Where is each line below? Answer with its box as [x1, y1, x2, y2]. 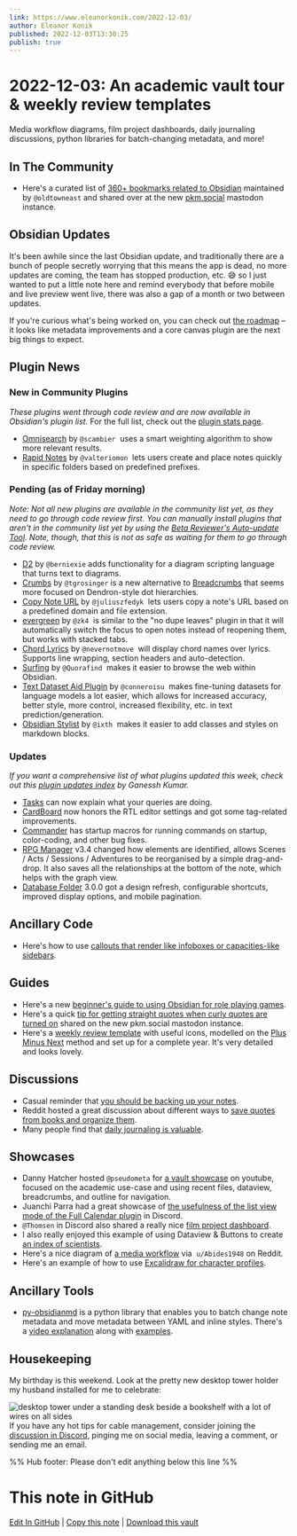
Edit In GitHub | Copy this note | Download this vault [9, 1516, 199, 1527]
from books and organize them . [21, 1114, 137, 1125]
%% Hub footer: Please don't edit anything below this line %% [9, 1456, 238, 1467]
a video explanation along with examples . [21, 1326, 174, 1336]
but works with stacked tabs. [21, 633, 129, 644]
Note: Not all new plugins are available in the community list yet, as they [9, 503, 274, 514]
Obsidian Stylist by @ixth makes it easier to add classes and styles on [21, 718, 278, 729]
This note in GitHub [9, 1487, 154, 1508]
